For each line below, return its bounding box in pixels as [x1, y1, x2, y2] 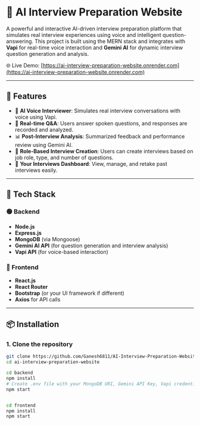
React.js [14, 276, 36, 284]
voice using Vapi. [14, 113, 57, 121]
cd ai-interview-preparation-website [6, 359, 100, 365]
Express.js [14, 229, 42, 237]
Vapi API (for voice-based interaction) [14, 248, 109, 256]
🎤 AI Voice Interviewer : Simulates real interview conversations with [14, 107, 180, 114]
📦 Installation [6, 319, 60, 329]
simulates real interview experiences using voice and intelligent [6, 31, 162, 38]
